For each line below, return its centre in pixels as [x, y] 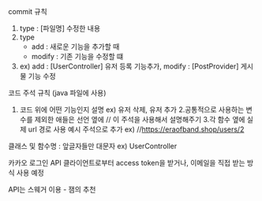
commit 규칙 [28, 11]
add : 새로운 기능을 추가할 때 [75, 47]
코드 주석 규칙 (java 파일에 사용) [57, 93]
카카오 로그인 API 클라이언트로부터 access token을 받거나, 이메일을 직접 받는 [127, 163]
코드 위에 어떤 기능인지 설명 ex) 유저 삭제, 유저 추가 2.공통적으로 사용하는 [132, 110]
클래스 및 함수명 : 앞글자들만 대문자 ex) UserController [93, 146]
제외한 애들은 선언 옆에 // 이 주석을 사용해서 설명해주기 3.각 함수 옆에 [140, 119]
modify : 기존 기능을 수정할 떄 [77, 56]
